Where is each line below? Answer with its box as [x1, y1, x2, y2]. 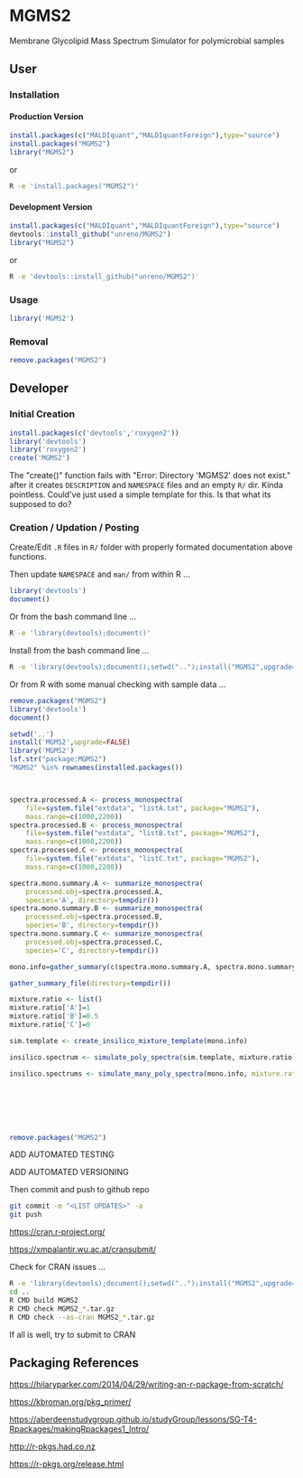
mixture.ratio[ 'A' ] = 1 [9, 1003, 91, 1012]
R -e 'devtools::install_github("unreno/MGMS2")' [9, 272, 200, 281]
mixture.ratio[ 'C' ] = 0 [9, 1021, 91, 1030]
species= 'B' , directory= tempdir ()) [25, 921, 160, 930]
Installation [9, 89, 60, 101]
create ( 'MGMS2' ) [9, 454, 70, 463]
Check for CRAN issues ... [9, 1262, 106, 1273]
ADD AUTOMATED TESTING [9, 1149, 115, 1160]
